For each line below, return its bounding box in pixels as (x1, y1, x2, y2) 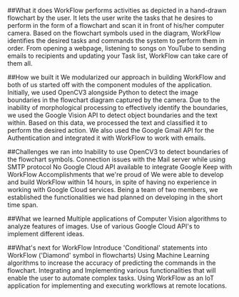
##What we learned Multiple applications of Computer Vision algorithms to (7, 214, 227, 223)
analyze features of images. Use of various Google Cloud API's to (7, 222, 200, 231)
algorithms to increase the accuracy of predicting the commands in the (7, 258, 216, 267)
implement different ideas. (7, 230, 85, 238)
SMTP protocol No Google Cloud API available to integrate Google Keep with (7, 163, 233, 171)
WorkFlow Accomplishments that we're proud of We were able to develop (7, 171, 224, 178)
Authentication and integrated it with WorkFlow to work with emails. (7, 134, 206, 142)
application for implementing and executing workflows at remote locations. (7, 281, 227, 290)
